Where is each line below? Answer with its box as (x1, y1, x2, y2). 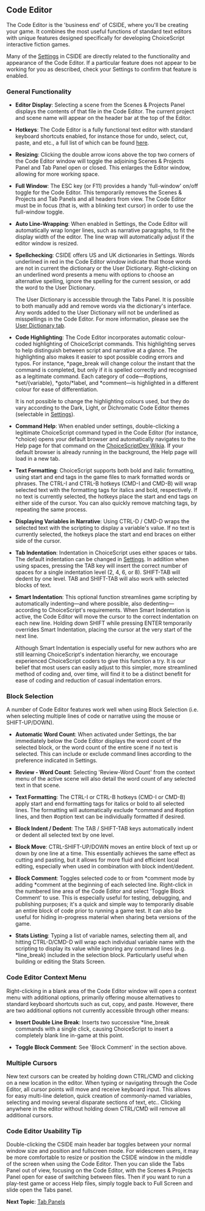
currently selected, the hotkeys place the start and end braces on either (15, 531, 196, 538)
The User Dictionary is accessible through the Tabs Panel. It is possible (15, 296, 194, 304)
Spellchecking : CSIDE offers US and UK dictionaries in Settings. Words (15, 252, 195, 259)
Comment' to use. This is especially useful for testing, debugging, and (15, 894, 192, 901)
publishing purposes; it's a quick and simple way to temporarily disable (15, 901, 194, 908)
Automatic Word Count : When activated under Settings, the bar (15, 731, 177, 738)
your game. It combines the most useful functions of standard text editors (6, 28, 192, 35)
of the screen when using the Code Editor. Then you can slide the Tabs (6, 1160, 185, 1168)
